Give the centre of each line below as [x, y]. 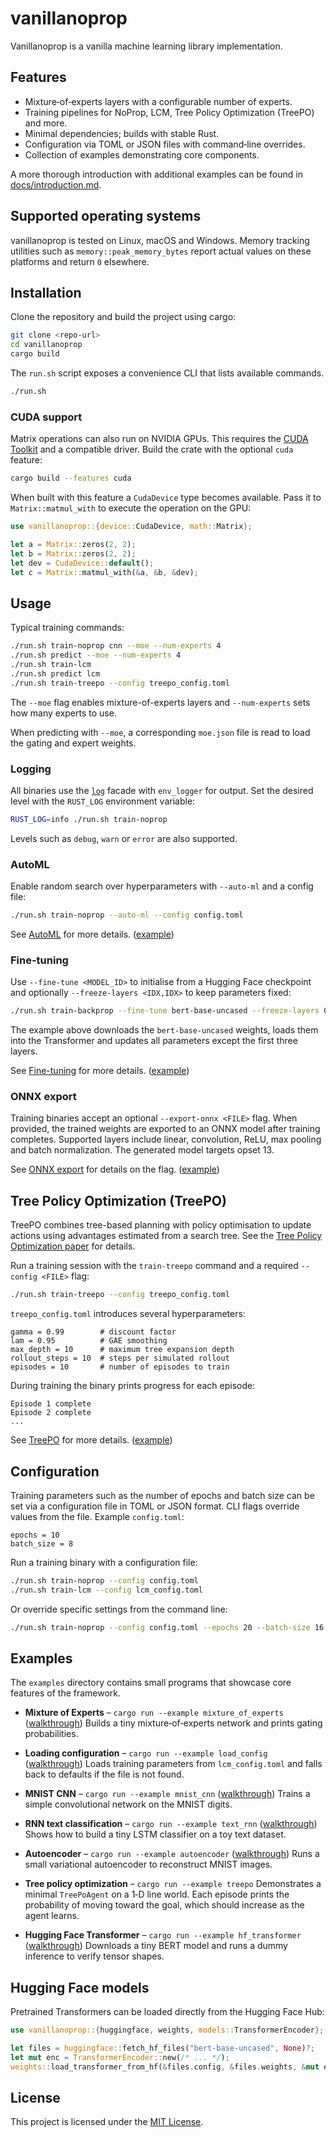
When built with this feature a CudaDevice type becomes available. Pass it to [166, 498]
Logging [31, 769]
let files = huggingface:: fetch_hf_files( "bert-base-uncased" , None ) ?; [162, 2048]
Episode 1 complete [51, 1404]
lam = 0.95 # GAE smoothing [89, 1341]
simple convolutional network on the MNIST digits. [128, 1804]
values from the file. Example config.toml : [97, 1516]
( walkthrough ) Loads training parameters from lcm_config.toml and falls [173, 1764]
